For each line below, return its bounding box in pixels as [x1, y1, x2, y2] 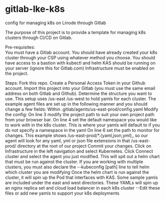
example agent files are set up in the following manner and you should [5, 101, 148, 107]
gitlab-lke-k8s [5, 3, 65, 15]
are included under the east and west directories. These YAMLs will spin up [5, 179, 159, 186]
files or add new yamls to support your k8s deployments [5, 190, 120, 196]
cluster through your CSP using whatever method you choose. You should [5, 54, 155, 60]
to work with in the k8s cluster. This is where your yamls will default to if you [5, 122, 160, 128]
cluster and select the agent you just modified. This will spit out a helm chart [5, 153, 160, 159]
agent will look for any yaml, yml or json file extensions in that [5, 137, 130, 144]
